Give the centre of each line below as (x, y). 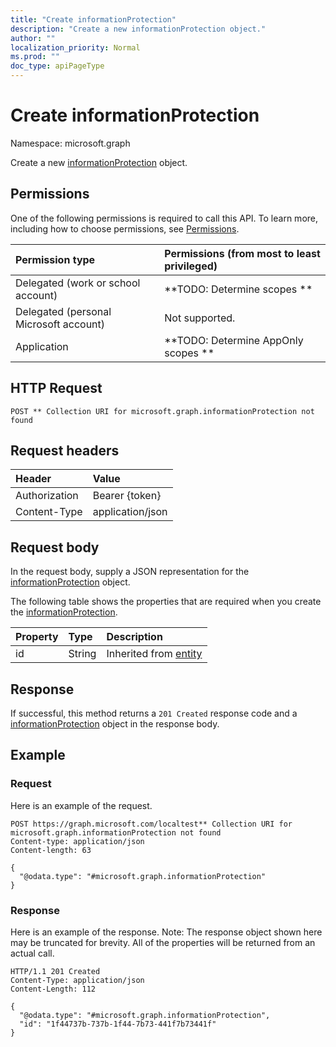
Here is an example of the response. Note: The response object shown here (166, 932)
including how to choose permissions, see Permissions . (125, 228)
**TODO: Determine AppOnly (234, 340)
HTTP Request (56, 388)
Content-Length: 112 (53, 989)
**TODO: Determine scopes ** (238, 289)
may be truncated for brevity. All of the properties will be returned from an (163, 942)
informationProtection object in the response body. (115, 724)
